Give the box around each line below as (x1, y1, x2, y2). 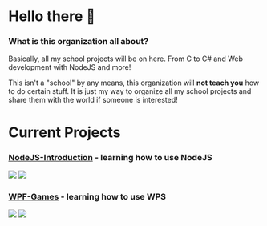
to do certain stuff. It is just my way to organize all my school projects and (8, 87, 252, 96)
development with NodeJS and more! (8, 63, 131, 72)
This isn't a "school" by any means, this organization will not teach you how (8, 78, 260, 87)
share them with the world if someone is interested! (8, 95, 178, 105)
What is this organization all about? (8, 36, 149, 47)
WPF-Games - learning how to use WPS (8, 191, 167, 202)
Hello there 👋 (8, 7, 96, 26)
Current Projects (8, 123, 121, 141)
